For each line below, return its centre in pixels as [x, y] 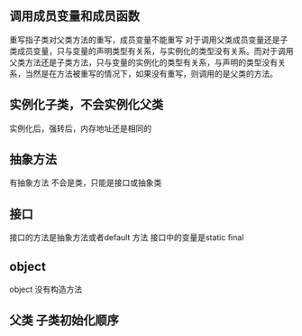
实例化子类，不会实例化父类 [87, 105]
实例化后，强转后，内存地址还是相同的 [80, 128]
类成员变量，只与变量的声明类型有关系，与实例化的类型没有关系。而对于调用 [151, 51]
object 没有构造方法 [46, 289]
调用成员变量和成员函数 [74, 16]
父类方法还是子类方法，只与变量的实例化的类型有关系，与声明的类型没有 [143, 62]
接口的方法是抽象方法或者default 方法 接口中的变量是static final [127, 238]
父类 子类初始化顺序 [64, 320]
